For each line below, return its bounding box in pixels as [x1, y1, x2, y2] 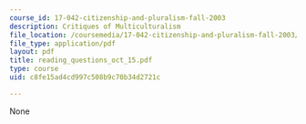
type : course [9, 65, 59, 74]
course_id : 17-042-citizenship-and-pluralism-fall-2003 [9, 13, 226, 23]
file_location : [9, 30, 67, 39]
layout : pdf [9, 47, 55, 57]
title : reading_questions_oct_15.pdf [9, 56, 153, 65]
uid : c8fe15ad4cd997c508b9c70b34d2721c [9, 73, 161, 82]
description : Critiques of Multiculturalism [9, 22, 181, 31]
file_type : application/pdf [9, 38, 117, 48]
